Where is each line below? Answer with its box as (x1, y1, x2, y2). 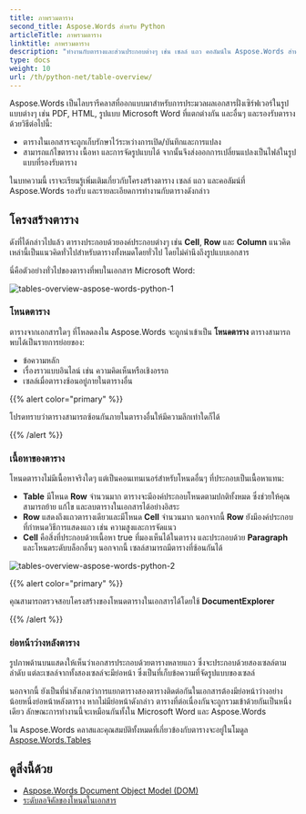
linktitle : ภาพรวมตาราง (9, 38, 90, 48)
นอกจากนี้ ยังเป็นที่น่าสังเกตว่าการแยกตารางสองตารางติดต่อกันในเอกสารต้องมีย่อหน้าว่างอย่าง (9, 686, 283, 697)
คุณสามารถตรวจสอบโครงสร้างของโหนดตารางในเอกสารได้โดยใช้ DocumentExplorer (9, 595, 275, 606)
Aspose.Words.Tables (9, 735, 92, 746)
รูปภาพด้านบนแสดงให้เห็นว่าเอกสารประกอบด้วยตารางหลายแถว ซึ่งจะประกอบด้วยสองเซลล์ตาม (9, 657, 287, 668)
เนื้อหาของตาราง (9, 452, 66, 464)
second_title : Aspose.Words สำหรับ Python (9, 22, 166, 31)
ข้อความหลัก (22, 354, 60, 365)
